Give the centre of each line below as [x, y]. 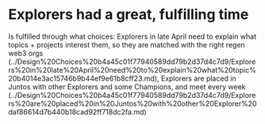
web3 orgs [26, 53]
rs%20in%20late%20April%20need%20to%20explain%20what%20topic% [132, 70]
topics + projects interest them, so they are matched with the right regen [127, 44]
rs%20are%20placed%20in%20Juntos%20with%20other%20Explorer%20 [132, 103]
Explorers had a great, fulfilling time [129, 15]
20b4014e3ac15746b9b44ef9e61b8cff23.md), [84, 78]
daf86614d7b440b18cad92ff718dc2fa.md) [77, 111]
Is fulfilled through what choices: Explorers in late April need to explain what [132, 36]
